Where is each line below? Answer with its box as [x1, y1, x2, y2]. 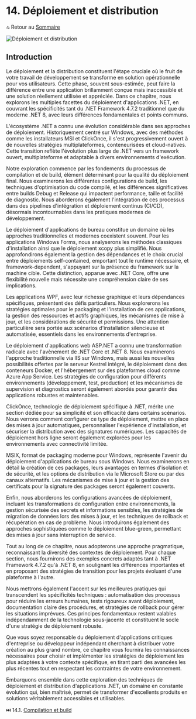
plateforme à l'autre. [6, 573, 55, 580]
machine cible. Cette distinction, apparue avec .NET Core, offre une [6, 269, 170, 276]
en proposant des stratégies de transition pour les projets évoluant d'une [6, 567, 181, 574]
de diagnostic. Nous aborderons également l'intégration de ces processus [6, 196, 185, 203]
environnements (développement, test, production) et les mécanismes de [6, 379, 183, 386]
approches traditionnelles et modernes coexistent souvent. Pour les [6, 232, 169, 239]
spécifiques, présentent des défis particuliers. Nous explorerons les [6, 300, 170, 307]
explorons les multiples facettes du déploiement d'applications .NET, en [6, 98, 179, 106]
